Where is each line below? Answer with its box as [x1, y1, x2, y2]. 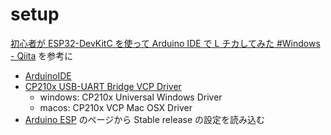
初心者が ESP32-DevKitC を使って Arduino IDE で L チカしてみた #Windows [10, 37, 321, 49]
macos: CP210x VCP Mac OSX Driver [39, 101, 193, 113]
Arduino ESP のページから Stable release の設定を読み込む [24, 113, 266, 125]
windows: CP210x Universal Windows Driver [39, 91, 223, 103]
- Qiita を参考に [10, 49, 74, 62]
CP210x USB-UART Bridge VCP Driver [24, 80, 182, 92]
